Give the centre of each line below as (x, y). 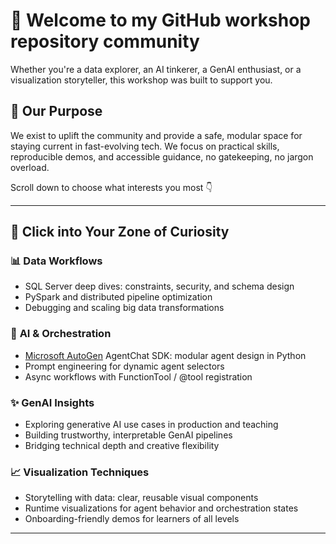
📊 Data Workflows (56, 261)
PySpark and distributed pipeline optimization (118, 297)
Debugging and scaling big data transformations (124, 308)
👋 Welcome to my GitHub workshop (160, 20)
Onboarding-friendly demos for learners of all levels (132, 519)
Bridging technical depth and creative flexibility (122, 446)
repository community (105, 41)
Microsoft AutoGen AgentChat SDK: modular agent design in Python (165, 355)
